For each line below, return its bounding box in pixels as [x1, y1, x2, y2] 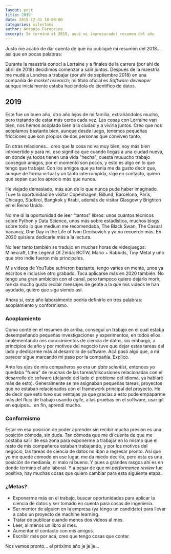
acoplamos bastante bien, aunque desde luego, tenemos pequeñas [5, 127, 147, 134]
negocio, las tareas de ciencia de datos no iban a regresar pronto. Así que [5, 448, 161, 455]
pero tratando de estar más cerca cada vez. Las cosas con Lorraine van [5, 117, 157, 123]
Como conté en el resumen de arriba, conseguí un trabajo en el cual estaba [5, 327, 165, 333]
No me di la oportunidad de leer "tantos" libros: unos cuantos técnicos [5, 212, 154, 218]
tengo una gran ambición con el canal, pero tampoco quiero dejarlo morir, [5, 275, 161, 282]
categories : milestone [5, 22, 54, 27]
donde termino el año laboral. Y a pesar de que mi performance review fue [5, 465, 163, 471]
